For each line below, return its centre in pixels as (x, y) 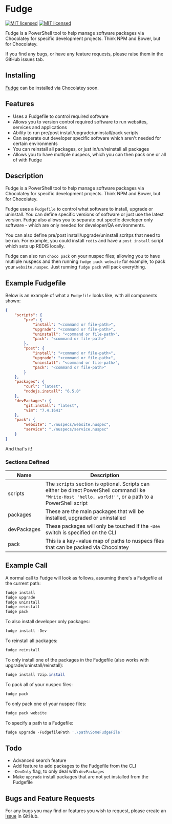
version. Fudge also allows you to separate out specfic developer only (79, 220)
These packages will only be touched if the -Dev (103, 526)
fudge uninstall (23, 602)
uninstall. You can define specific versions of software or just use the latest (84, 214)
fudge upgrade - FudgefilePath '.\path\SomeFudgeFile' (64, 732)
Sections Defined (27, 462)
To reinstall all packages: (31, 641)
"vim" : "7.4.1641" (43, 410)
